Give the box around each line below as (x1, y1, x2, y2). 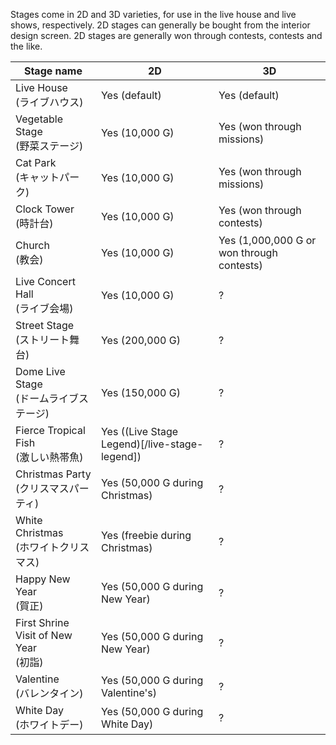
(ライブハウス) (15, 95, 84, 109)
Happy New (15, 572, 71, 586)
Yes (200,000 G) (100, 334, 181, 347)
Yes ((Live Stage (100, 425, 179, 438)
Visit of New (15, 629, 73, 642)
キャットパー (19, 170, 80, 184)
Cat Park (15, 156, 57, 169)
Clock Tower (15, 202, 75, 216)
